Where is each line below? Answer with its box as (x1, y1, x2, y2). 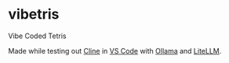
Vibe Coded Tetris (8, 31, 67, 40)
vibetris (8, 5, 60, 23)
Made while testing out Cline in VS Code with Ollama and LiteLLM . (8, 46, 222, 55)
